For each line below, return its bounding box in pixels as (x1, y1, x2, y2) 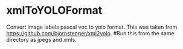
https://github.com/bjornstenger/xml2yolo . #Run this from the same (6, 29, 175, 36)
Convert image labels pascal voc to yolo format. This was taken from (6, 23, 178, 30)
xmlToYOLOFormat (6, 4, 103, 17)
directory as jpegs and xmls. (6, 36, 77, 43)
